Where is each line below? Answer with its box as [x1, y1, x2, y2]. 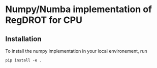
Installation [5, 35, 42, 43]
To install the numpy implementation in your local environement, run [5, 48, 147, 54]
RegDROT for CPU [5, 14, 83, 26]
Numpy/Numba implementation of [5, 4, 152, 15]
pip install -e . [5, 58, 42, 63]
